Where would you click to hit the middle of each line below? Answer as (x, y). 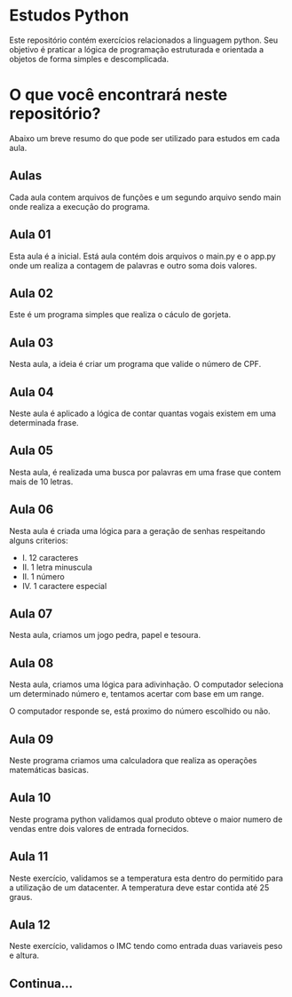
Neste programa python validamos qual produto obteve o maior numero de (146, 819)
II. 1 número (43, 576)
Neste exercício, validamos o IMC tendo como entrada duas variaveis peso (146, 946)
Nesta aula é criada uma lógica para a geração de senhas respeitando (138, 530)
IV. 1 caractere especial (64, 586)
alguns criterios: (39, 540)
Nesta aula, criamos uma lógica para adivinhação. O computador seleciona (146, 684)
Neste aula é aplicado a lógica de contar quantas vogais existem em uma (143, 413)
